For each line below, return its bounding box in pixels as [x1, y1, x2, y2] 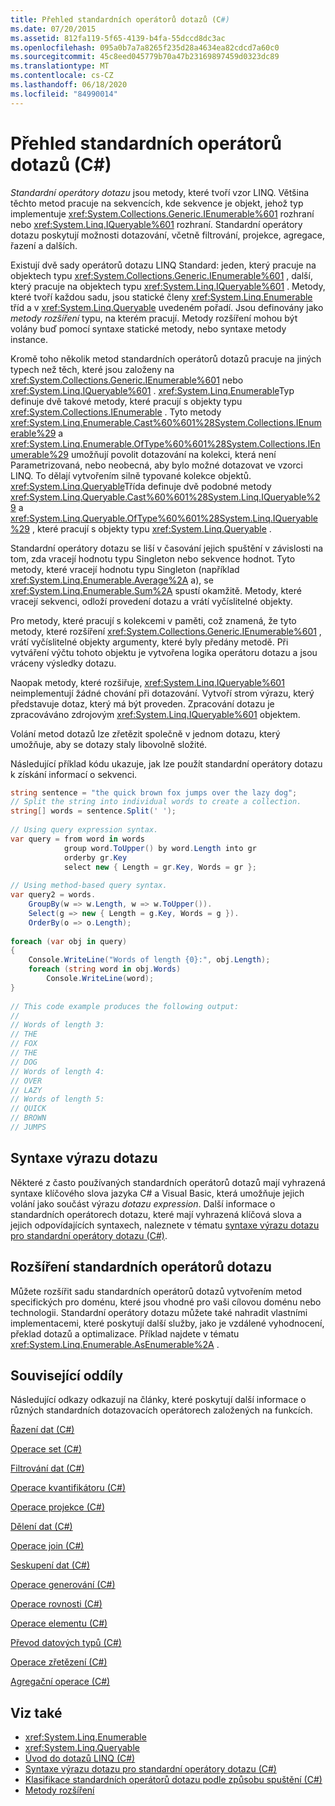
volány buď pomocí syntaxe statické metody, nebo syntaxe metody [10, 322, 287, 335]
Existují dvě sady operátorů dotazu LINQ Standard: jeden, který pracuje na [10, 259, 317, 271]
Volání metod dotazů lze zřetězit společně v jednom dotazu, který [10, 727, 281, 740]
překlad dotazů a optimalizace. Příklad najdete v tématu [10, 1327, 240, 1340]
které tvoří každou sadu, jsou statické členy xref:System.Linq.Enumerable [10, 291, 313, 303]
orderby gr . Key [63, 852, 128, 863]
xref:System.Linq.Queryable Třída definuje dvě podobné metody [10, 480, 272, 492]
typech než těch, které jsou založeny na [10, 363, 175, 375]
